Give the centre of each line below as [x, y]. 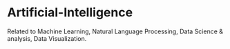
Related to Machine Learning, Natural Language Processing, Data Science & [115, 31]
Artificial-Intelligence [70, 13]
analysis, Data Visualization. [47, 38]
